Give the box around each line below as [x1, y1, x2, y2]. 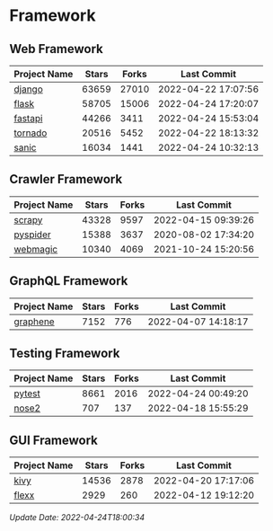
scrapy [13, 213, 43, 226]
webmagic [13, 243, 58, 255]
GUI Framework [9, 432, 99, 447]
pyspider [13, 228, 51, 241]
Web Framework [9, 41, 103, 57]
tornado [13, 127, 48, 139]
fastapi [13, 112, 43, 124]
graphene [13, 315, 56, 328]
